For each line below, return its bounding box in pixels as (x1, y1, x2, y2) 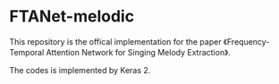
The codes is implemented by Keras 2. (9, 64, 151, 75)
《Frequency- (223, 36, 270, 46)
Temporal (9, 46, 45, 57)
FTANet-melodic (9, 6, 135, 27)
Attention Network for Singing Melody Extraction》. (46, 46, 231, 57)
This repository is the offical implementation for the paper (9, 36, 222, 46)
